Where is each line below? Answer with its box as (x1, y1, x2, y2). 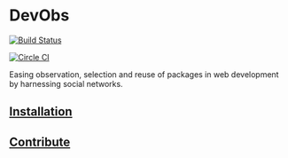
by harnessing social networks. (9, 78, 123, 89)
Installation (9, 104, 73, 120)
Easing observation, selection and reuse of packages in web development (9, 68, 279, 80)
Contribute (9, 134, 71, 149)
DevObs (9, 5, 70, 26)
